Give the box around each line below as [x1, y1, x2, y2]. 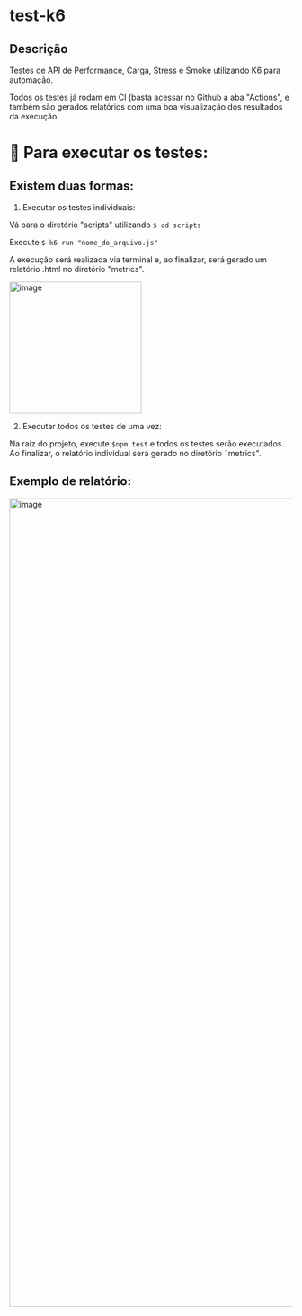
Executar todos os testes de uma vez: [22, 421, 162, 431]
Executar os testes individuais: [22, 202, 136, 212]
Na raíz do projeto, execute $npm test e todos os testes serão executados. [9, 438, 285, 449]
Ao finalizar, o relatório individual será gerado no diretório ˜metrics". [9, 448, 262, 458]
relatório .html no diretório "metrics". [9, 264, 145, 274]
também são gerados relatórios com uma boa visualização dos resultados [9, 102, 283, 112]
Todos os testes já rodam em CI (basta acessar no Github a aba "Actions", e [9, 92, 290, 102]
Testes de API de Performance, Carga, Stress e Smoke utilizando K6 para [9, 65, 281, 75]
